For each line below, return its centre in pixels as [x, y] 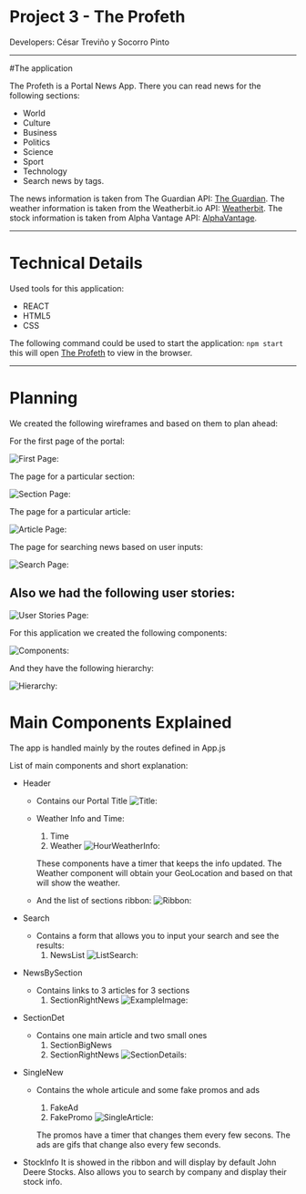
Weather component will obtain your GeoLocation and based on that [164, 873]
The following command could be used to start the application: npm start [147, 342]
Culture [36, 122]
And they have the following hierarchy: [82, 668]
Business [40, 132]
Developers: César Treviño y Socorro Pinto [90, 42]
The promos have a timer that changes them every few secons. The [163, 1135]
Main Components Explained [121, 722]
